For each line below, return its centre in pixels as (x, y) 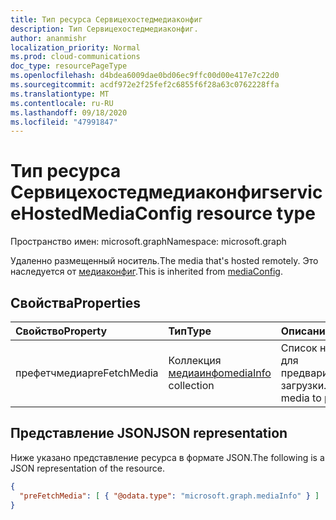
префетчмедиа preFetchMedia (87, 373)
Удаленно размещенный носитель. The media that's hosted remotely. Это (164, 261)
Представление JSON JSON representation (149, 433)
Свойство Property (61, 331)
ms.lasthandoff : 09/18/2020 (69, 112)
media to (301, 398)
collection (191, 385)
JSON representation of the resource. (88, 468)
